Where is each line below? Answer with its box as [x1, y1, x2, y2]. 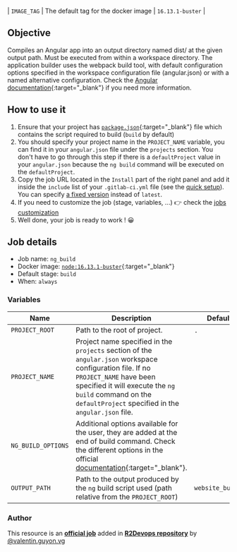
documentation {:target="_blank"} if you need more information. [7, 83, 192, 92]
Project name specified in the [75, 336, 173, 346]
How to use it [7, 104, 66, 116]
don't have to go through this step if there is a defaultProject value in [17, 152, 221, 161]
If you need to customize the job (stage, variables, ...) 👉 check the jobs [17, 198, 227, 206]
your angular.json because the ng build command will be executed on [17, 160, 224, 169]
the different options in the [75, 445, 164, 455]
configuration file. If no [75, 363, 151, 373]
